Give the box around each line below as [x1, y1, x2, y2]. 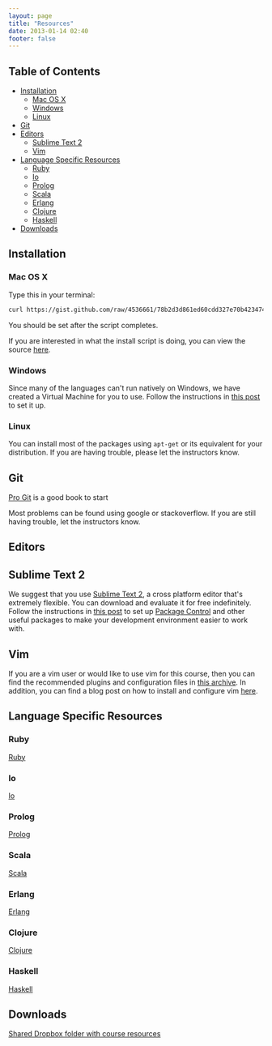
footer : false [8, 34, 57, 43]
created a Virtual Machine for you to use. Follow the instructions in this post [8, 391, 261, 401]
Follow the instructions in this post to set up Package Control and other [8, 607, 245, 617]
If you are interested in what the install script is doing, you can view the [8, 335, 246, 345]
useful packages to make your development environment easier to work [8, 615, 249, 625]
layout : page [8, 11, 53, 20]
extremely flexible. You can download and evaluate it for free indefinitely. [8, 598, 252, 608]
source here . [8, 344, 51, 354]
